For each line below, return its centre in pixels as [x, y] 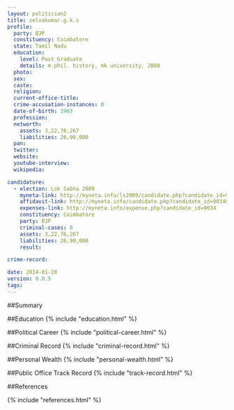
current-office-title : [46, 98]
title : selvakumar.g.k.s [43, 20]
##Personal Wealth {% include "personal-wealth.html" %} [91, 359]
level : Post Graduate [51, 59]
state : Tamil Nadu [40, 46]
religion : [28, 91]
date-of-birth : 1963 [43, 111]
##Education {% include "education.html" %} [72, 319]
